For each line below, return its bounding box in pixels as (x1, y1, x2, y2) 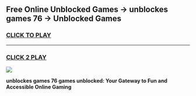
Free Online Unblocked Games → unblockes (6, 5, 168, 15)
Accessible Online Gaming (6, 83, 72, 90)
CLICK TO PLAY (6, 31, 51, 40)
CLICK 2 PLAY (6, 53, 47, 61)
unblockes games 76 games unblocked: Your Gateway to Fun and (6, 77, 168, 84)
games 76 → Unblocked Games (6, 14, 121, 24)
